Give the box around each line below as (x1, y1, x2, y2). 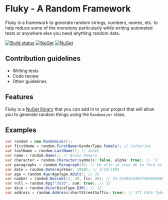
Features (5, 93, 33, 101)
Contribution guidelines (5, 54, 81, 63)
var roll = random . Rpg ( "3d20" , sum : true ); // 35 (5, 181, 111, 186)
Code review (12, 73, 39, 79)
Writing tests (12, 67, 39, 73)
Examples (5, 125, 36, 134)
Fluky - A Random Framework (5, 3, 131, 14)
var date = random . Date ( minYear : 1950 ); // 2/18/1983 (5, 167, 120, 172)
